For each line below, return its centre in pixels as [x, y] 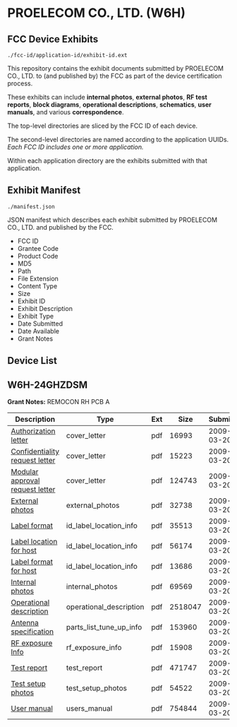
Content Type [37, 286]
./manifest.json [31, 206]
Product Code [38, 256]
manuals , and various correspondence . [66, 112]
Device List [32, 361]
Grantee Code [38, 248]
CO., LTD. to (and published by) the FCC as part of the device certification [115, 76]
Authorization [33, 431]
